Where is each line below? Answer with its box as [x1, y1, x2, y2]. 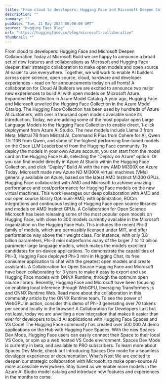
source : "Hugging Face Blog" [5, 26, 65, 31]
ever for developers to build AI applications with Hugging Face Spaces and [5, 316, 157, 322]
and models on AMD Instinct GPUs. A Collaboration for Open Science [5, 206, 146, 212]
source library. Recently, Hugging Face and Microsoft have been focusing [5, 279, 155, 285]
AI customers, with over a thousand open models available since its [5, 111, 142, 117]
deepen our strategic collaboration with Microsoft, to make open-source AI [5, 358, 158, 364]
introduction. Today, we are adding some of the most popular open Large [5, 117, 154, 123]
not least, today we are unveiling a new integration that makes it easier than [5, 311, 159, 317]
